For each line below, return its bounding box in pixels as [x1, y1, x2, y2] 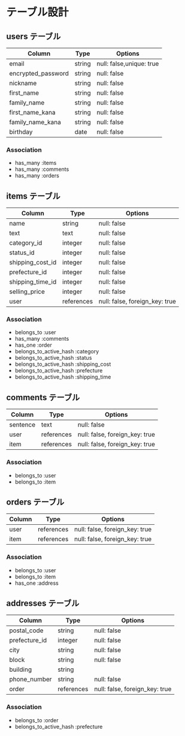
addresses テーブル [6, 598, 80, 609]
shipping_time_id [9, 278, 57, 286]
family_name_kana [9, 118, 61, 126]
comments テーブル [6, 392, 80, 402]
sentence [9, 420, 36, 429]
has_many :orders [14, 172, 60, 179]
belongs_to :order [14, 716, 59, 723]
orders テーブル [6, 497, 65, 507]
